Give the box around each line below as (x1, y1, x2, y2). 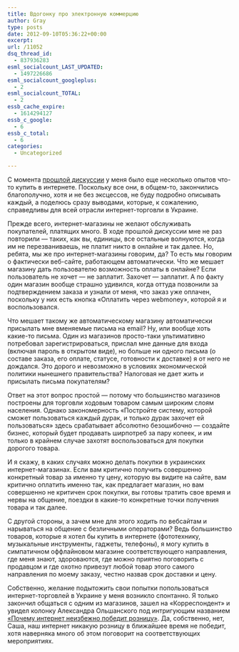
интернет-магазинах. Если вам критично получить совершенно (7, 465, 202, 474)
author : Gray (7, 17, 46, 24)
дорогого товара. (7, 444, 61, 452)
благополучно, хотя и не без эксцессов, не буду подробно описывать (7, 190, 221, 199)
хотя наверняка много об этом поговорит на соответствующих (7, 629, 201, 638)
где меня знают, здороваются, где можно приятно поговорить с (7, 555, 204, 563)
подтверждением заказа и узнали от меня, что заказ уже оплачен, (7, 288, 212, 296)
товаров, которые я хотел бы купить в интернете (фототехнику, (7, 532, 201, 540)
